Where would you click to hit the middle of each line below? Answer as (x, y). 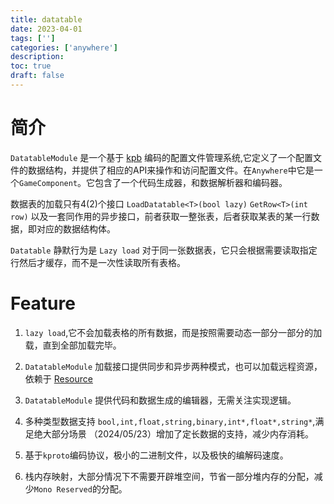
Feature (43, 303)
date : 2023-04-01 (46, 29)
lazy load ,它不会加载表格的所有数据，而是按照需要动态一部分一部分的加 (173, 332)
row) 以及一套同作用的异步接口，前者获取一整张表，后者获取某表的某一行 (161, 216)
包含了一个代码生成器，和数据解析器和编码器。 (191, 182)
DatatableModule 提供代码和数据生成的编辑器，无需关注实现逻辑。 (160, 400)
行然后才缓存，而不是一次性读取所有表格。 (98, 262)
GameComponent (48, 183)
